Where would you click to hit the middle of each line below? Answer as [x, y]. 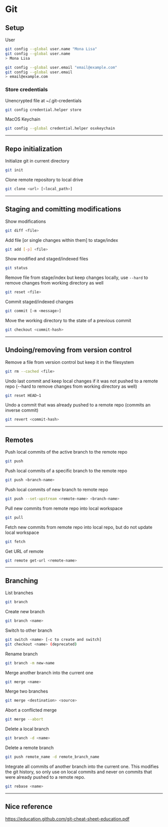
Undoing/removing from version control [68, 350]
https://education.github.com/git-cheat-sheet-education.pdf [67, 818]
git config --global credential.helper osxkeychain [60, 128]
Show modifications [26, 221]
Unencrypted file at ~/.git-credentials [43, 100]
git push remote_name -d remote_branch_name [52, 757]
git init [14, 170]
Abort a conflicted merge [31, 710]
